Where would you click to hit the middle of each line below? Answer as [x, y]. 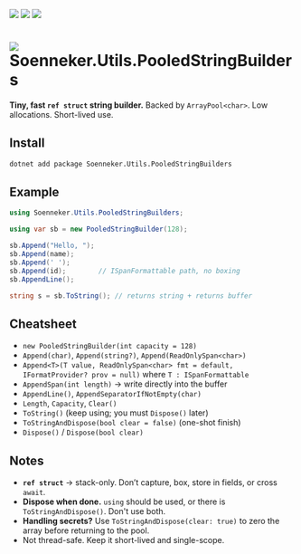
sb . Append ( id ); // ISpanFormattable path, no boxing [125, 271]
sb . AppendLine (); [42, 279]
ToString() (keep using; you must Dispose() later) [115, 413]
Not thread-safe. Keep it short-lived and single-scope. [123, 540]
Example [34, 192]
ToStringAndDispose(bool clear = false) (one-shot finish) [132, 423]
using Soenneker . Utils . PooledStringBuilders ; [96, 213]
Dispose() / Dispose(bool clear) [83, 432]
